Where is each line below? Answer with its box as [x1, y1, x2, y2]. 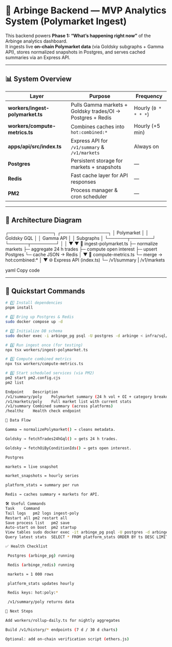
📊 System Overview [5, 74, 72, 84]
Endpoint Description [5, 389, 58, 394]
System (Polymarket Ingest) [5, 15, 127, 27]
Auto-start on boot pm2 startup [5, 525, 77, 530]
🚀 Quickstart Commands [5, 287, 85, 295]
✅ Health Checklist [5, 544, 48, 549]
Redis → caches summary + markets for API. [5, 492, 100, 497]
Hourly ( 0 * [134, 104, 162, 111]
